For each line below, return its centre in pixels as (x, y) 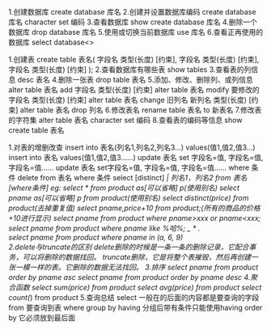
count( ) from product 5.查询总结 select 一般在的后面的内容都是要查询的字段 (134, 297)
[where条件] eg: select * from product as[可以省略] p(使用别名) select (124, 188)
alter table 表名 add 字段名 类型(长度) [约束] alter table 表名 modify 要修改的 (134, 90)
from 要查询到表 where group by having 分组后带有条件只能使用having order (135, 307)
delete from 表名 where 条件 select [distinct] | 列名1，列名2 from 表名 (132, 178)
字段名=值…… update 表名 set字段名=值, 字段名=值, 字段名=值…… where (129, 167)
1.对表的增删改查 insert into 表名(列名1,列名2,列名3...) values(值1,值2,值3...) (132, 147)
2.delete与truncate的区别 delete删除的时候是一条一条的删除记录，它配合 (129, 247)
